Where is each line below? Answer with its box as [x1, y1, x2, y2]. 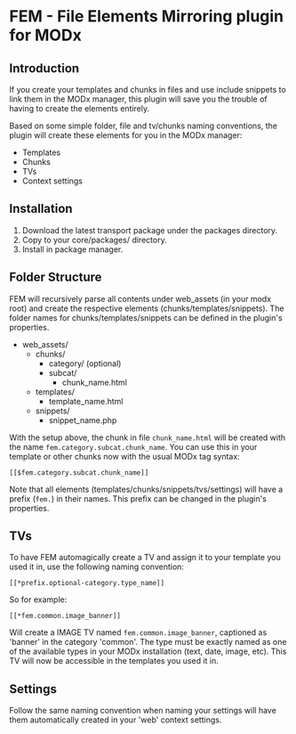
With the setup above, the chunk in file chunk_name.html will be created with [9, 432, 286, 443]
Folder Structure [9, 270, 102, 285]
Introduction [9, 61, 80, 76]
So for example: [9, 594, 68, 605]
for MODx [9, 25, 82, 45]
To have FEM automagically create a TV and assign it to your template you [9, 552, 282, 563]
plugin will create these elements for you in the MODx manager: [9, 130, 243, 140]
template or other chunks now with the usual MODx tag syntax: [9, 451, 240, 461]
